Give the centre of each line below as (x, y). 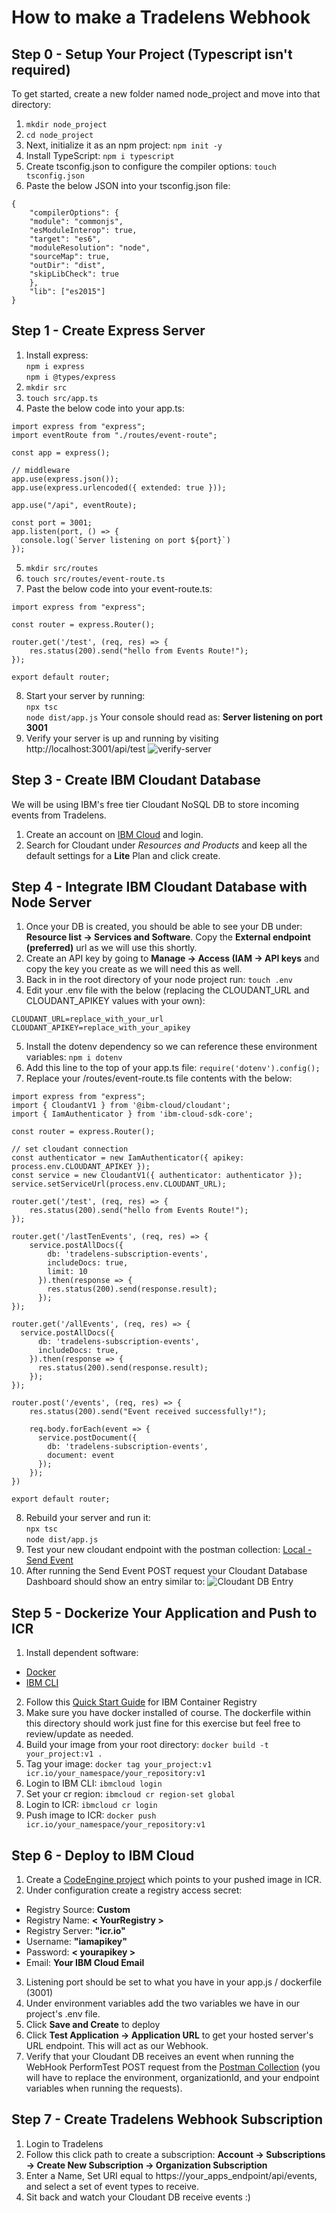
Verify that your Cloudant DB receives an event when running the (159, 2057)
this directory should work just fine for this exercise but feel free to (163, 1723)
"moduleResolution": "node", (90, 248)
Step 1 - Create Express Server (108, 331)
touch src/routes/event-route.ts (95, 579)
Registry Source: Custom (78, 1910)
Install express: (57, 355)
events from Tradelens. (59, 815)
